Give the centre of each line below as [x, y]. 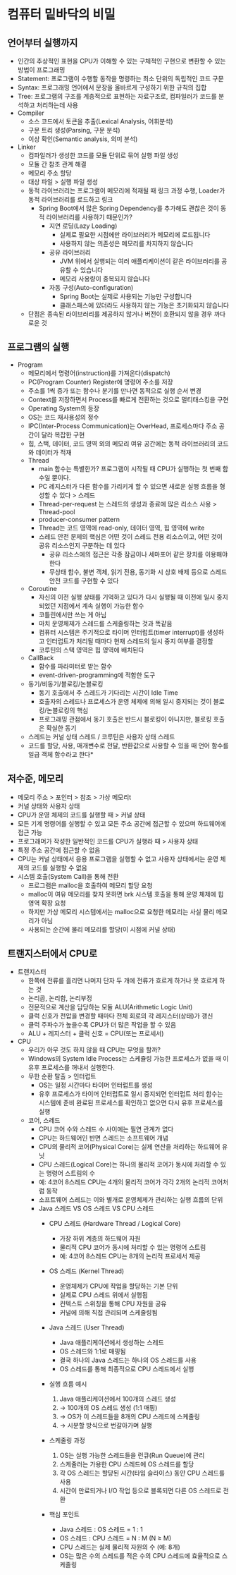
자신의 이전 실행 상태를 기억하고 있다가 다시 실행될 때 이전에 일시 [127, 597]
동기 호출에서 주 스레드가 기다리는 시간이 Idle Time [108, 693]
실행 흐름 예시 [68, 1384]
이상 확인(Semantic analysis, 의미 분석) [83, 139]
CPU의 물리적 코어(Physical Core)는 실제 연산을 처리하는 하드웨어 [129, 1147]
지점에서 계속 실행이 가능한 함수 [101, 606]
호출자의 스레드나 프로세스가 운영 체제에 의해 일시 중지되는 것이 [125, 701]
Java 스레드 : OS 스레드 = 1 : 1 [101, 1530]
